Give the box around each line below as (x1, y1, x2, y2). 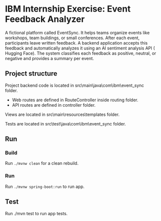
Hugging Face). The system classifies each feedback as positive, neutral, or (5, 50, 156, 56)
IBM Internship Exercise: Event (5, 3, 131, 15)
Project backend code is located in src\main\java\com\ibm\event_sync (5, 82, 144, 88)
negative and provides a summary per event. (5, 55, 94, 61)
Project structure (5, 69, 58, 78)
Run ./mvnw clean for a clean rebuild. (5, 160, 79, 166)
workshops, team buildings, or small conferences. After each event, (5, 35, 140, 41)
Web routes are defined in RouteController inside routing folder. (12, 97, 139, 103)
